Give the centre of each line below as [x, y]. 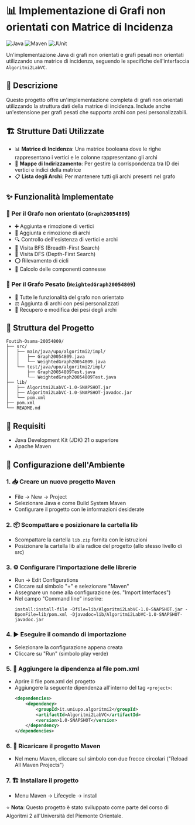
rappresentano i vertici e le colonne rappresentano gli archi [86, 157]
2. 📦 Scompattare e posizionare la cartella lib [72, 524]
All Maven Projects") [39, 765]
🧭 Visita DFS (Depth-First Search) [55, 254]
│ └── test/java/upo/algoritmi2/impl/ [56, 367]
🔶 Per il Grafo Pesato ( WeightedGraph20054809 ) [71, 284]
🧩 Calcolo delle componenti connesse [60, 269]
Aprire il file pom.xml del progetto [55, 681]
